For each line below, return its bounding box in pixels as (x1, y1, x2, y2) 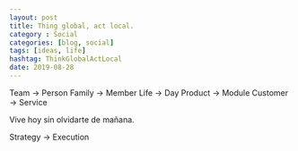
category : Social (9, 29, 78, 38)
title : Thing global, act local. (9, 21, 135, 30)
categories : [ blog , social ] (9, 38, 115, 47)
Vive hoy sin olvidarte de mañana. (9, 113, 135, 125)
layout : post (9, 13, 58, 22)
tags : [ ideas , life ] (9, 46, 87, 55)
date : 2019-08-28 (9, 63, 74, 72)
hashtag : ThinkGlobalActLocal (9, 55, 123, 63)
